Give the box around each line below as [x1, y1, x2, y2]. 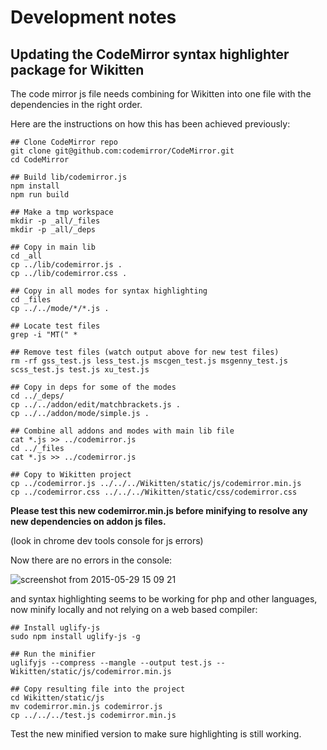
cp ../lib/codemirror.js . [10, 260, 123, 270]
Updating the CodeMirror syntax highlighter [10, 46, 290, 63]
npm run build [10, 190, 70, 200]
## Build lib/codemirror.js [10, 172, 128, 182]
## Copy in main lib [10, 242, 97, 252]
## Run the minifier [10, 649, 97, 659]
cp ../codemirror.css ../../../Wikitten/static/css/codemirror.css [10, 487, 298, 497]
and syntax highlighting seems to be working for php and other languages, [10, 593, 318, 605]
